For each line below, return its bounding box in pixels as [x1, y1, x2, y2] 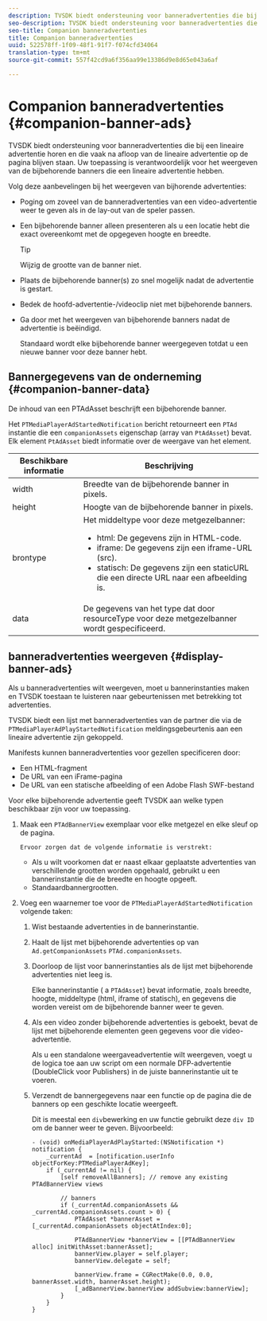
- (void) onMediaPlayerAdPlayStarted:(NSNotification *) [31, 1139, 225, 1147]
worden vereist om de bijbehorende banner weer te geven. [31, 1002, 224, 1012]
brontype [12, 552, 47, 563]
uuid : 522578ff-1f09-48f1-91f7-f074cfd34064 [8, 41, 158, 49]
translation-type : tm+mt [8, 49, 91, 57]
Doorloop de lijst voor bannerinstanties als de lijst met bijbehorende [31, 961, 253, 971]
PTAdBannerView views [31, 1180, 103, 1189]
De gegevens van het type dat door [83, 603, 215, 614]
